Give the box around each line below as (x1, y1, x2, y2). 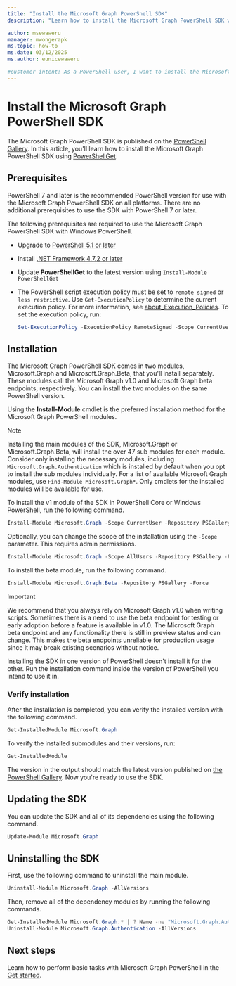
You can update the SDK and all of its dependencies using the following (7, 812, 214, 820)
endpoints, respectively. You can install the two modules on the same (7, 384, 208, 392)
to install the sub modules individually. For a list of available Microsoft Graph (7, 470, 228, 478)
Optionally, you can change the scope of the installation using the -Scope (7, 532, 218, 541)
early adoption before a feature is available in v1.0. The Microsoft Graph (7, 620, 214, 629)
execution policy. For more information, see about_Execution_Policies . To (17, 302, 230, 311)
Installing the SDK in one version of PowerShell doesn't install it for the (7, 657, 211, 665)
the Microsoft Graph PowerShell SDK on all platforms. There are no (7, 198, 201, 207)
